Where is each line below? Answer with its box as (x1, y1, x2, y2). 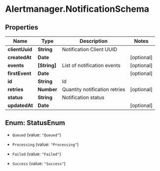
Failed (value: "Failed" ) (12, 151, 62, 157)
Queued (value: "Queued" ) (12, 132, 62, 137)
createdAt (7, 54, 32, 61)
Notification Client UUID (62, 46, 117, 53)
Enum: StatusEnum (5, 119, 65, 127)
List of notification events (62, 62, 121, 68)
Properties (5, 23, 38, 32)
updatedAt (7, 102, 33, 109)
